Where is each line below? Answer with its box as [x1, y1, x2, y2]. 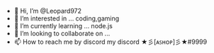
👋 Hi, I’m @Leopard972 [13, 7, 82, 15]
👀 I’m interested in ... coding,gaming [13, 14, 120, 23]
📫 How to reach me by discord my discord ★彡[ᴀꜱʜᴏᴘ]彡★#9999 [13, 37, 208, 46]
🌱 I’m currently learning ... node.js [13, 22, 113, 30]
